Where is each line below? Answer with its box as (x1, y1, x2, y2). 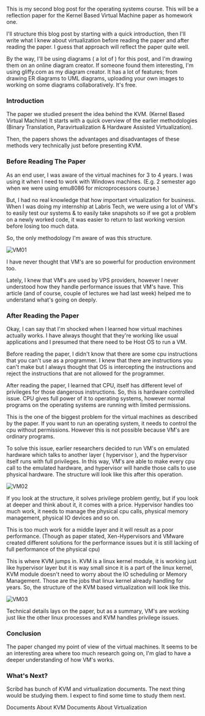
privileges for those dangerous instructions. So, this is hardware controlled (6, 388, 195, 395)
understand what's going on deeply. (6, 296, 97, 303)
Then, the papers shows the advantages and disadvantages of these (6, 135, 180, 143)
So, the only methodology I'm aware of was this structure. (6, 234, 152, 241)
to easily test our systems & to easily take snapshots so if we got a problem (6, 209, 196, 217)
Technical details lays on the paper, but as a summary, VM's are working (6, 607, 190, 615)
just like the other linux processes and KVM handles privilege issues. (6, 613, 179, 621)
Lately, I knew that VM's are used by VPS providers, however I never (6, 276, 179, 284)
